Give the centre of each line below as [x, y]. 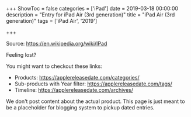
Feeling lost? [21, 55]
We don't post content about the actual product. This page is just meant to [95, 101]
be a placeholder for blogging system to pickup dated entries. [80, 107]
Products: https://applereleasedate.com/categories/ [77, 78]
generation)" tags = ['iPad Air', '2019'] [52, 21]
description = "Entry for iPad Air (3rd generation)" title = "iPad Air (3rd [91, 15]
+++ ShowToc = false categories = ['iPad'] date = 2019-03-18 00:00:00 [92, 8]
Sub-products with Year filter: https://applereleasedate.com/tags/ [93, 84]
